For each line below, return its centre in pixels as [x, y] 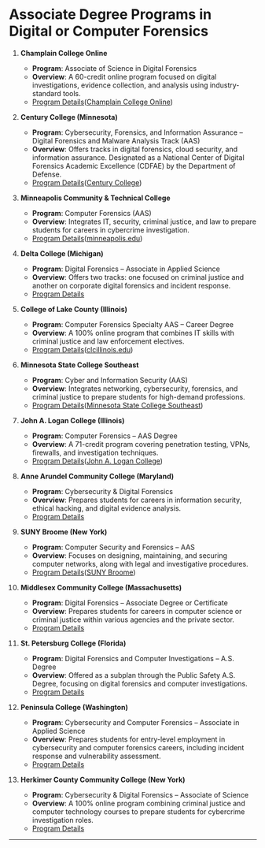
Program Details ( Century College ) [87, 182]
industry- [225, 85]
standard [46, 93]
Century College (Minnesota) [69, 117]
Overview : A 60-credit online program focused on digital [124, 76]
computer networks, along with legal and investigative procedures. [140, 563]
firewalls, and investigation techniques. [95, 452]
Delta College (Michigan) [62, 253]
